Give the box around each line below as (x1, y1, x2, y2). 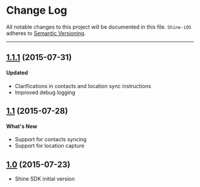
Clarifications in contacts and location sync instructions (14, 82, 151, 89)
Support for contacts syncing (14, 136, 87, 143)
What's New (6, 123, 37, 130)
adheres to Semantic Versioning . (6, 29, 86, 36)
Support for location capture (14, 142, 85, 149)
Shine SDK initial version (14, 175, 75, 182)
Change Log (6, 4, 67, 17)
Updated (6, 69, 29, 76)
